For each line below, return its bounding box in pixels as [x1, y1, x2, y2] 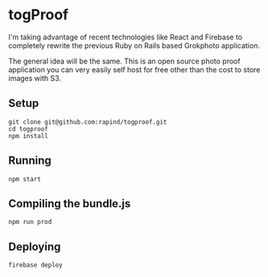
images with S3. [8, 73, 62, 83]
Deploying [8, 239, 61, 254]
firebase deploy [8, 261, 63, 270]
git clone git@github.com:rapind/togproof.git [8, 118, 167, 126]
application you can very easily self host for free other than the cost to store [8, 64, 261, 74]
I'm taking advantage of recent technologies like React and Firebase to [8, 32, 243, 42]
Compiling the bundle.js [8, 197, 131, 210]
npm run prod [8, 218, 52, 226]
